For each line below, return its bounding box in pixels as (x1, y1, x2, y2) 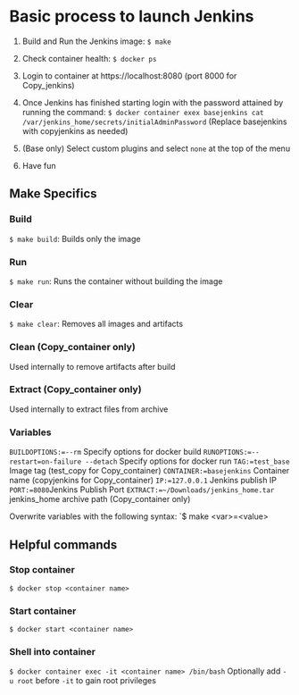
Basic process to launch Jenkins (9, 6, 254, 27)
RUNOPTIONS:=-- (203, 448, 261, 457)
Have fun (21, 160, 56, 171)
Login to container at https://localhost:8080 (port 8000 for (21, 70, 237, 81)
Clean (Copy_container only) (9, 341, 136, 354)
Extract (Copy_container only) (9, 383, 142, 396)
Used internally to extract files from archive (9, 404, 169, 414)
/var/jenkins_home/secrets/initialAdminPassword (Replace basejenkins (21, 116, 287, 127)
